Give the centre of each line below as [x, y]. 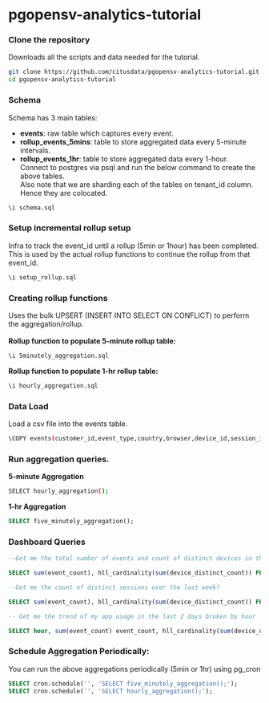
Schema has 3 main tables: [53, 117]
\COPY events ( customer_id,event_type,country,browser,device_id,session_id [137, 438]
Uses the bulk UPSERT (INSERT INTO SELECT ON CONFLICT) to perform [129, 315]
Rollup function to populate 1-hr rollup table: [83, 371]
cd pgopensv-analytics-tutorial [62, 79]
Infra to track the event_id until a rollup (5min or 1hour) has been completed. [133, 246]
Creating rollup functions [58, 298]
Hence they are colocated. [64, 193]
